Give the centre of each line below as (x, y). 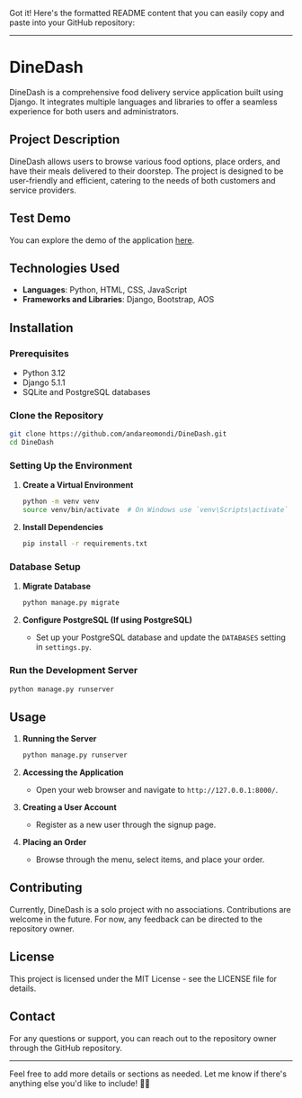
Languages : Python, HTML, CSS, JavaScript (105, 290)
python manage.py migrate (71, 603)
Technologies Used (64, 268)
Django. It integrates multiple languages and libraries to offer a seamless (143, 102)
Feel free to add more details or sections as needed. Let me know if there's (148, 1074)
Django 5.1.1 (44, 382)
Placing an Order (54, 842)
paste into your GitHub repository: (72, 22)
